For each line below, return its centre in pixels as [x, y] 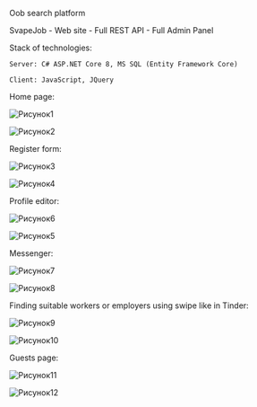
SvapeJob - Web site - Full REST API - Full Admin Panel [111, 30]
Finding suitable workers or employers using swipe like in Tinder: [129, 305]
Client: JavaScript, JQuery [62, 80]
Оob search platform [47, 13]
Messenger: [31, 253]
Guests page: [34, 358]
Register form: [36, 149]
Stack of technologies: [51, 48]
